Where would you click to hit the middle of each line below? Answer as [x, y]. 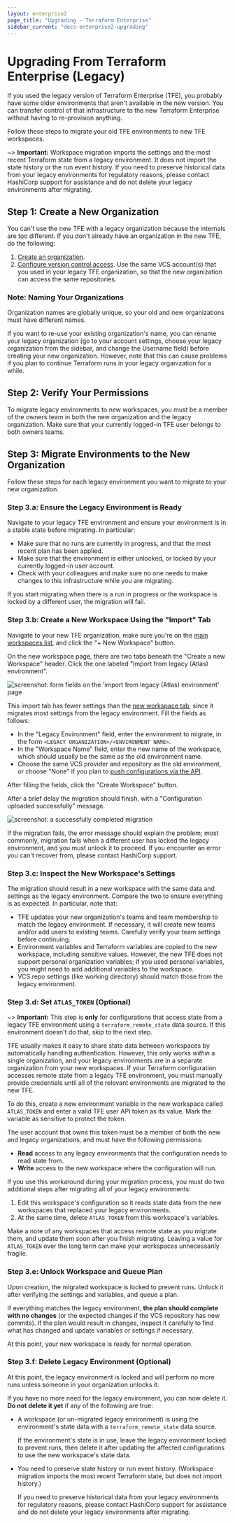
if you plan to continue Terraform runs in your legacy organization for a [109, 363]
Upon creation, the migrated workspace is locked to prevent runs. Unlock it [115, 1287]
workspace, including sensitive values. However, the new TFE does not [120, 954]
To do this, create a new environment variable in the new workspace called [115, 1104]
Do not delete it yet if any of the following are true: [80, 1405]
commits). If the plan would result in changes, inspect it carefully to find [111, 1323]
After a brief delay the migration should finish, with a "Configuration [105, 798]
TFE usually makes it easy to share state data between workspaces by [108, 1046]
